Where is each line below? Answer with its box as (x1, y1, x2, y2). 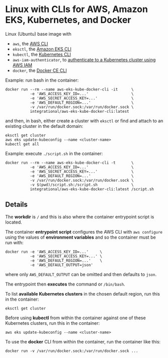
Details (5, 200, 28, 209)
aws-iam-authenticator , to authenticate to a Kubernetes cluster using (12, 56, 156, 62)
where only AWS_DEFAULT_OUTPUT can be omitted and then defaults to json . (5, 271, 157, 277)
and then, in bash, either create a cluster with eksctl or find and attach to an (5, 117, 163, 124)
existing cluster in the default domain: (5, 123, 83, 129)
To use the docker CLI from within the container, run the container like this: (5, 338, 161, 344)
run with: (5, 239, 24, 245)
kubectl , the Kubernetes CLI (12, 51, 71, 57)
